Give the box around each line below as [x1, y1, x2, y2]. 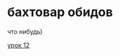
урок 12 [7, 41, 30, 49]
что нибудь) [7, 27, 43, 36]
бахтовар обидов [7, 4, 114, 20]
